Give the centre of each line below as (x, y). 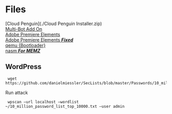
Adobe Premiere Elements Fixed (39, 40)
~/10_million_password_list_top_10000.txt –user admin (65, 106)
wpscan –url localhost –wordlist (43, 102)
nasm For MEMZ (23, 51)
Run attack (17, 93)
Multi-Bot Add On (24, 29)
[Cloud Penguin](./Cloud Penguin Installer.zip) (54, 24)
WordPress (24, 67)
